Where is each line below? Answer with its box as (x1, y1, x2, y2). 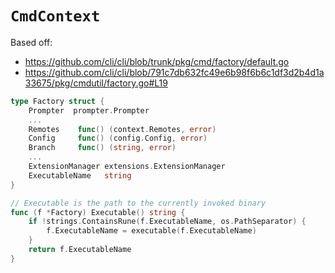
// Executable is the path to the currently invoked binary (10, 198, 267, 208)
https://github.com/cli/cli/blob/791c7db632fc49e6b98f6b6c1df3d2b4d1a (24, 66, 325, 78)
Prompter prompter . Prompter (28, 105, 150, 116)
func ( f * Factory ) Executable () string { (10, 207, 186, 217)
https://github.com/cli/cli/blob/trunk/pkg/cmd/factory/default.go (24, 55, 290, 67)
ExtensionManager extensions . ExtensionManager (28, 162, 226, 172)
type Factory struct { (10, 96, 105, 106)
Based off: (10, 36, 53, 48)
